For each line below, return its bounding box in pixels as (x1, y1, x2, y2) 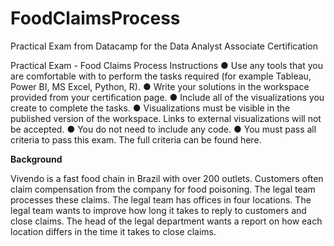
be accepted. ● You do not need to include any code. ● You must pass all (10, 123, 317, 135)
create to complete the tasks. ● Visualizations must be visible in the (10, 102, 291, 114)
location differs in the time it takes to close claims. (10, 225, 217, 237)
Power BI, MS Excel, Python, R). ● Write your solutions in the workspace (10, 80, 310, 92)
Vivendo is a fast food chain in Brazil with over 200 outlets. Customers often (10, 172, 324, 184)
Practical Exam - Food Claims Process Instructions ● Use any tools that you (10, 59, 323, 71)
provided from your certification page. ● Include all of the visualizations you (10, 91, 325, 103)
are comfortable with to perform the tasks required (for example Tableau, (10, 70, 312, 82)
